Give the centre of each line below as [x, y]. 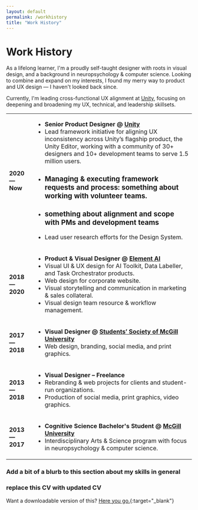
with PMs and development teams [102, 223]
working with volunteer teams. [96, 196]
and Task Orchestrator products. [89, 273]
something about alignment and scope [110, 214]
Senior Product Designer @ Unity [92, 125]
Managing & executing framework [102, 179]
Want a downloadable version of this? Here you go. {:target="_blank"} [90, 501]
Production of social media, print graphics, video [112, 397]
